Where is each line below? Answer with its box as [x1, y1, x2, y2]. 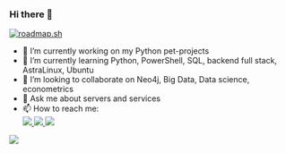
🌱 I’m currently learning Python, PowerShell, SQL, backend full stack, [22, 55, 278, 66]
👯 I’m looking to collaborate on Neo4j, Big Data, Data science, [22, 74, 250, 85]
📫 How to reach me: [22, 103, 100, 115]
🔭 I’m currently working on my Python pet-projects [22, 46, 210, 56]
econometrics [22, 84, 74, 95]
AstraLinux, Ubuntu [22, 64, 94, 75]
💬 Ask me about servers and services [22, 93, 161, 104]
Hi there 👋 [9, 8, 54, 21]
